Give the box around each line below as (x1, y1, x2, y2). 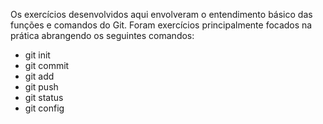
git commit (24, 60, 70, 71)
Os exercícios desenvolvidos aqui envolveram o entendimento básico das (10, 9, 313, 20)
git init (24, 49, 51, 61)
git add (24, 70, 55, 82)
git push (24, 81, 59, 93)
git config (24, 102, 65, 114)
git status (24, 92, 64, 103)
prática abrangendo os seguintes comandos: (10, 30, 195, 41)
